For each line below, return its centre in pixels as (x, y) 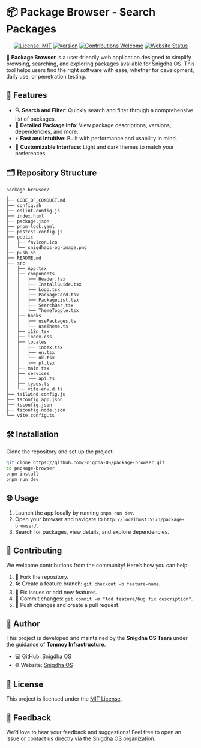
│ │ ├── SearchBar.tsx (40, 305)
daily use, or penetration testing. (46, 76)
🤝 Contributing (34, 551)
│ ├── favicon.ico (32, 242)
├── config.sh (24, 205)
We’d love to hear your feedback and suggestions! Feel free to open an (94, 732)
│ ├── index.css (29, 337)
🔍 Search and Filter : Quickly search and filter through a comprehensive (104, 110)
